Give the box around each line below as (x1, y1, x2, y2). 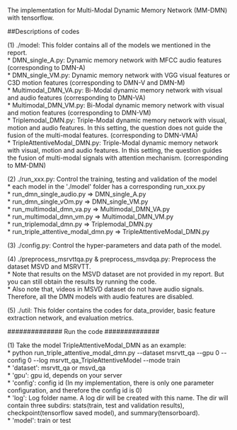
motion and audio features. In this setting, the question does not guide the (7, 124, 223, 132)
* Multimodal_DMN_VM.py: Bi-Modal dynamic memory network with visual (7, 101, 224, 109)
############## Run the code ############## (7, 327, 160, 335)
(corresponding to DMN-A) (7, 64, 86, 71)
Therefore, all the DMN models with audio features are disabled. (7, 293, 195, 301)
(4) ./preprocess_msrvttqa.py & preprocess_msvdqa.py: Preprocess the (7, 255, 216, 263)
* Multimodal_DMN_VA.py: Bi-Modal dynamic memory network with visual (7, 86, 223, 94)
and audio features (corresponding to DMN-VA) (7, 93, 146, 102)
